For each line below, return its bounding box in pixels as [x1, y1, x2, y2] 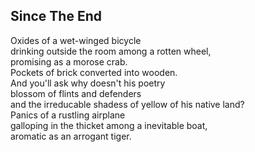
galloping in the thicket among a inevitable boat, [10, 119, 208, 131]
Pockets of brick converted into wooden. [10, 66, 178, 78]
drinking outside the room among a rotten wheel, [10, 45, 212, 57]
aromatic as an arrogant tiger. [10, 130, 132, 142]
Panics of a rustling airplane [10, 109, 126, 121]
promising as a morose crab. [10, 55, 128, 68]
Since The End [10, 8, 102, 25]
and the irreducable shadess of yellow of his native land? [10, 98, 245, 110]
